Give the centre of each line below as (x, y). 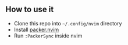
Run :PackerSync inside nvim (48, 35)
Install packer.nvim (36, 29)
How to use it (30, 10)
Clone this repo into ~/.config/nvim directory (68, 23)
